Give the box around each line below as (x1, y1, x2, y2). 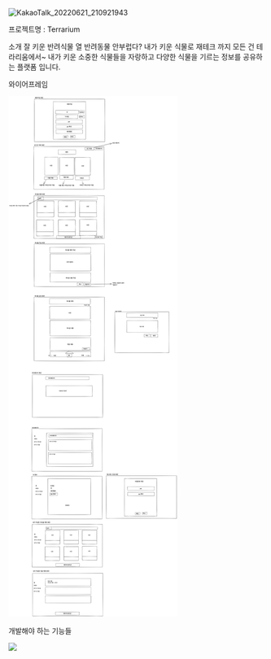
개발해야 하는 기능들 (8, 626, 72, 635)
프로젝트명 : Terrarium (8, 24, 81, 34)
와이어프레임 (8, 80, 49, 89)
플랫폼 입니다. (16, 62, 61, 72)
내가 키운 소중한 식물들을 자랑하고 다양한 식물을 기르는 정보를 (47, 52, 242, 61)
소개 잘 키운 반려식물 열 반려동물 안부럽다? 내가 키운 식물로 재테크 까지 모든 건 (8, 41, 255, 51)
